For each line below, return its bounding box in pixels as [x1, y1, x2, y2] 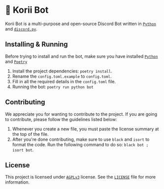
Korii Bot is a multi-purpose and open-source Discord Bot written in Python [5, 21, 157, 27]
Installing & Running [5, 40, 68, 49]
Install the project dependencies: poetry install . [12, 68, 112, 74]
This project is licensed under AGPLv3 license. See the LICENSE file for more [5, 174, 156, 180]
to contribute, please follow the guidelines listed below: [5, 116, 117, 122]
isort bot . [12, 147, 34, 153]
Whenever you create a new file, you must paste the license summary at [12, 126, 159, 132]
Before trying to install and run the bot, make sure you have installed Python [5, 53, 158, 59]
